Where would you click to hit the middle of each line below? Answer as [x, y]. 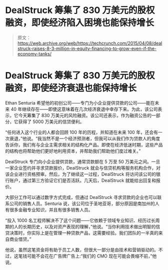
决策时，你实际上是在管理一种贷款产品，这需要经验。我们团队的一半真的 [84, 232]
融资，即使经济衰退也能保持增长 [71, 88]
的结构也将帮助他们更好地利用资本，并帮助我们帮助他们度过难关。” [73, 151]
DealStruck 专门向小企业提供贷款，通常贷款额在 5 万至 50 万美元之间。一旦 [83, 161]
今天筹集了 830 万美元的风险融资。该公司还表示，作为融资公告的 [85, 115]
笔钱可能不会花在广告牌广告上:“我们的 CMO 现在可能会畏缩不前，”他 [87, 256]
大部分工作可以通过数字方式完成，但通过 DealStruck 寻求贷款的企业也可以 [81, 197]
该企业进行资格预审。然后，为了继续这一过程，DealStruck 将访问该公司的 [81, 174]
